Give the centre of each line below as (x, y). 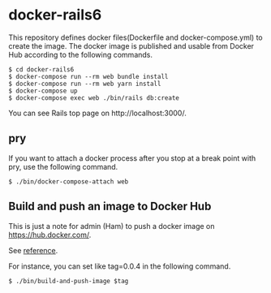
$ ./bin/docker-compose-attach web (69, 181)
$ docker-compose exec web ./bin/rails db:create (94, 98)
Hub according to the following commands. (80, 54)
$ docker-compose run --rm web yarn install (85, 84)
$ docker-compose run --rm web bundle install (88, 76)
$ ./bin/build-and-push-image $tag (69, 281)
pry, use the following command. (63, 166)
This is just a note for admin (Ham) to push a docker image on (112, 226)
